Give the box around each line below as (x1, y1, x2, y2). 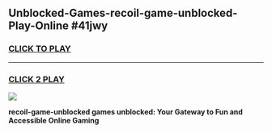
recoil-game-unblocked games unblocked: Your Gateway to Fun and (8, 106, 243, 116)
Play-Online (8, 19, 69, 33)
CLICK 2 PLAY (8, 73, 65, 85)
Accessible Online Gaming (8, 115, 100, 125)
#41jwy (70, 19, 108, 33)
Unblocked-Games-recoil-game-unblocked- (8, 6, 238, 20)
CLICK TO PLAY (8, 44, 71, 55)
